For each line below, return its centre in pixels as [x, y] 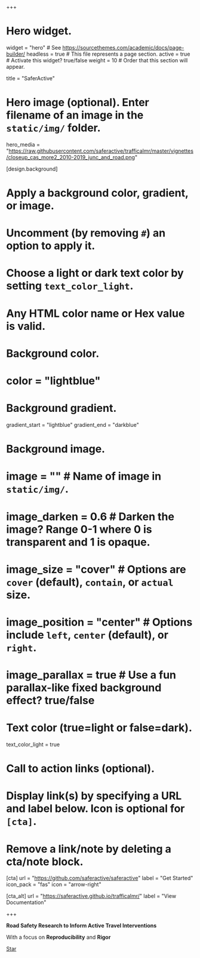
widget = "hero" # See [34, 47]
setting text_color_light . [70, 286]
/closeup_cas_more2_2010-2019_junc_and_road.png [71, 157]
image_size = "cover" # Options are [96, 569]
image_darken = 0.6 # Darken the [90, 516]
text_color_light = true [33, 744]
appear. [16, 66]
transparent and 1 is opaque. [78, 542]
